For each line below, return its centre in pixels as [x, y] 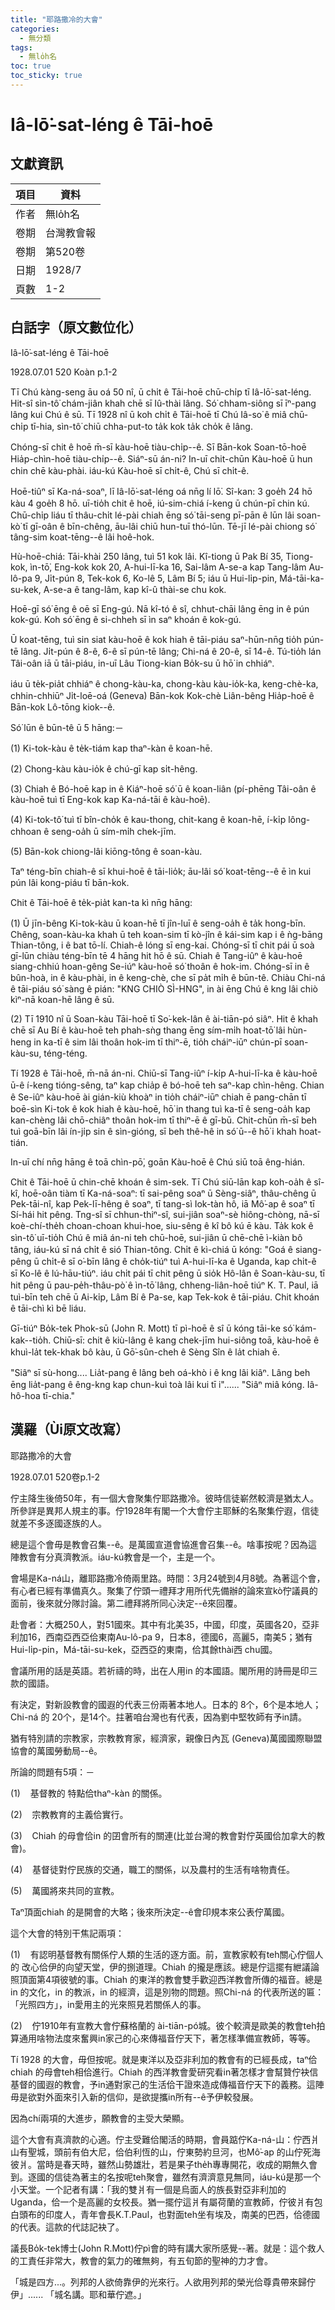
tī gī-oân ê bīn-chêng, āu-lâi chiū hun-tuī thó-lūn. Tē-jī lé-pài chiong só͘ [169, 526]
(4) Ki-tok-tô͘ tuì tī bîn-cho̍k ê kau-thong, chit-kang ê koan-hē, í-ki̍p [148, 819]
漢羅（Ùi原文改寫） [70, 1429]
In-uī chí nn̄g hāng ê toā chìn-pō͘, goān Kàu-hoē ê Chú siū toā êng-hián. [158, 1162]
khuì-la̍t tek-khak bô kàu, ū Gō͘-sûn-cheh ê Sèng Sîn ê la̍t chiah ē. [145, 1352]
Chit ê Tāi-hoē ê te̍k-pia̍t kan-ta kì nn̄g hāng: [101, 902]
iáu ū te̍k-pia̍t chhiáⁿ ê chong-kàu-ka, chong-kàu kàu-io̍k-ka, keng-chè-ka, [164, 683]
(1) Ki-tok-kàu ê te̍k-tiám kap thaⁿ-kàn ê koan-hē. [111, 748]
